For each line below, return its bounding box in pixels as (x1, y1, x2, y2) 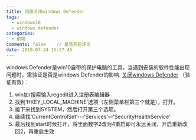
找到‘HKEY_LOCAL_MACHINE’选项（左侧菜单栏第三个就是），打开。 (14, 98, 179, 105)
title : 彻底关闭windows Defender (6, 8, 85, 15)
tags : (6, 14, 19, 20)
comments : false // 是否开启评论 (6, 42, 91, 48)
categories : (6, 31, 35, 36)
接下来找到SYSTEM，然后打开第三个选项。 (14, 105, 119, 112)
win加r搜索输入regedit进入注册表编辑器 (14, 91, 110, 98)
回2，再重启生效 (14, 128, 55, 135)
